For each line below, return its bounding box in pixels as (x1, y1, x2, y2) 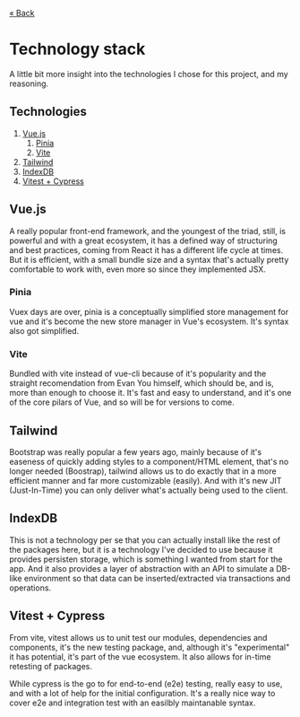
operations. (9, 582, 52, 593)
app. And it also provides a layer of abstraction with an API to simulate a (9, 563, 275, 573)
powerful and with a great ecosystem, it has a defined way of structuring (9, 235, 278, 246)
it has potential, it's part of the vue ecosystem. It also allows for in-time (9, 651, 271, 662)
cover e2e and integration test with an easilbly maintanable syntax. (9, 697, 256, 708)
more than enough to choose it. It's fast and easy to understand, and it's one (9, 388, 292, 398)
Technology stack (9, 39, 146, 59)
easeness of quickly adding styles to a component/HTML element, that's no (9, 456, 289, 467)
